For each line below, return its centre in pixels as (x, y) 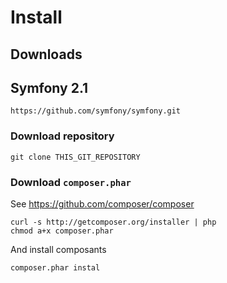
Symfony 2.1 (49, 87)
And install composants (58, 249)
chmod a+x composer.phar (62, 231)
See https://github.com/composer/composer (102, 203)
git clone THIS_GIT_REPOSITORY (75, 157)
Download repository (62, 136)
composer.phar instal (55, 267)
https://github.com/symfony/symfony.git (96, 111)
